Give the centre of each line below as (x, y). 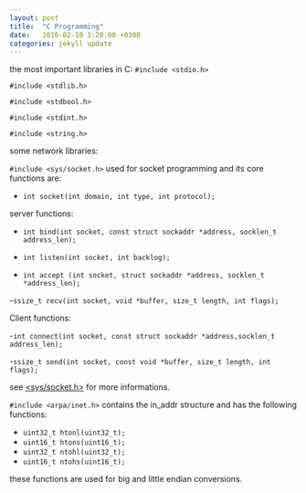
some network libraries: (54, 151)
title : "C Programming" (57, 26)
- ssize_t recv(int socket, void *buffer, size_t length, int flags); (144, 300)
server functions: (42, 214)
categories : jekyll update (61, 43)
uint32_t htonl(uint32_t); (74, 433)
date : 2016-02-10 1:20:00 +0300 (75, 35)
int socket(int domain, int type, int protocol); (119, 197)
